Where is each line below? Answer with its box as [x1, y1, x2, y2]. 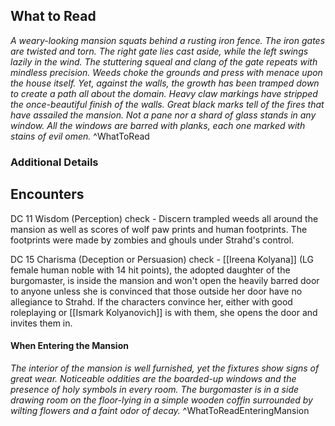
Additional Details [10, 155, 99, 169]
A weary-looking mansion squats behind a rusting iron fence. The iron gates [10, 34, 326, 46]
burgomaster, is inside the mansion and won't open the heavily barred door [10, 274, 320, 286]
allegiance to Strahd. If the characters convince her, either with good [10, 295, 293, 308]
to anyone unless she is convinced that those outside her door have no [10, 285, 303, 297]
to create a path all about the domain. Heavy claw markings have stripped [10, 87, 318, 99]
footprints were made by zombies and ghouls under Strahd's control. [10, 234, 295, 246]
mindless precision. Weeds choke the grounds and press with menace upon [10, 66, 323, 78]
